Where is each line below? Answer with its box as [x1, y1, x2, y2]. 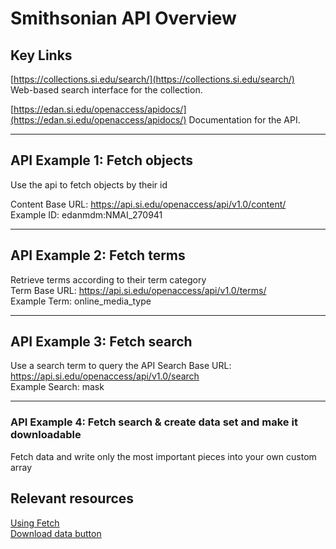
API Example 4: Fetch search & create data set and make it [10, 415, 298, 429]
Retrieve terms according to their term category [10, 273, 207, 286]
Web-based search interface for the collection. [10, 84, 203, 96]
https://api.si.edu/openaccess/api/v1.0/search [10, 370, 200, 382]
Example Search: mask [10, 381, 105, 393]
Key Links [10, 47, 73, 64]
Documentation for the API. [188, 114, 301, 126]
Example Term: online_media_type [10, 295, 152, 307]
